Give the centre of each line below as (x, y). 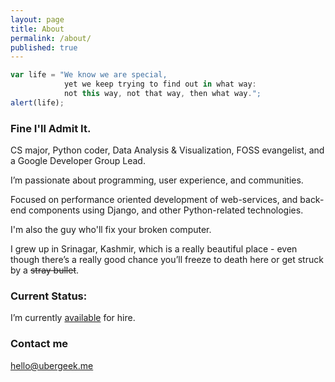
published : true (44, 47)
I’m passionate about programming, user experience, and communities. (157, 180)
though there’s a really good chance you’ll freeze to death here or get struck (167, 260)
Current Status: (49, 296)
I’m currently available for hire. (73, 318)
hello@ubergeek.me (52, 365)
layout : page (37, 19)
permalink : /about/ (51, 38)
